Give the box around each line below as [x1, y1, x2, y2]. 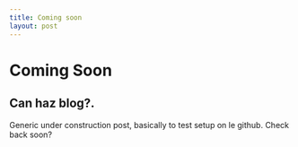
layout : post [9, 22, 58, 30]
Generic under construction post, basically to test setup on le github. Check [9, 119, 290, 130]
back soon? [9, 129, 52, 140]
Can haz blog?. [9, 96, 95, 111]
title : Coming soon [9, 13, 83, 22]
